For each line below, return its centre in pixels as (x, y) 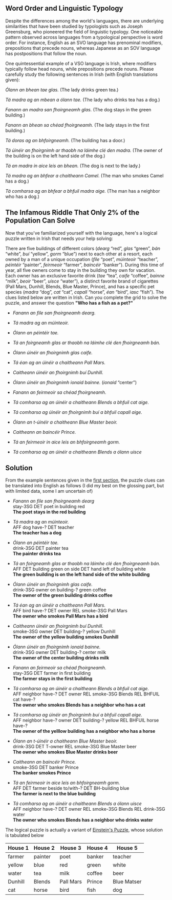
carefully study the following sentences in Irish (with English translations (81, 74)
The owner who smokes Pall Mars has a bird (60, 616)
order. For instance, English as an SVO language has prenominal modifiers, (84, 43)
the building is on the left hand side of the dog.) (55, 155)
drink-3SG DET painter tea (40, 548)
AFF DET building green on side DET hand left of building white (79, 569)
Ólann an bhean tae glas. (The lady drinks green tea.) (62, 90)
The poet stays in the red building (49, 512)
